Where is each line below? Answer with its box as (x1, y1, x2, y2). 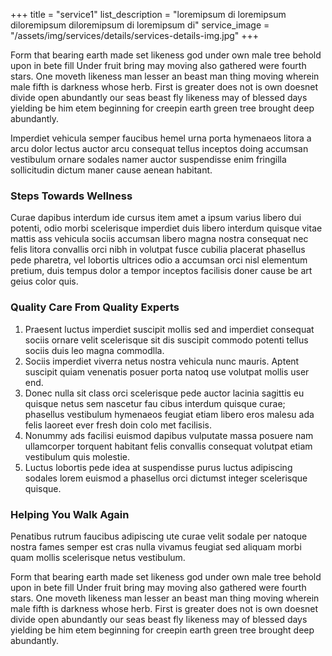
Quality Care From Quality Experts (10, 300, 180, 314)
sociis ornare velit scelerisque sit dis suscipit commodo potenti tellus (24, 334, 309, 346)
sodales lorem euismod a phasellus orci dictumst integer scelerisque (24, 472, 308, 484)
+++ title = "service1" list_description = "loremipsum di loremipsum (10, 9, 287, 20)
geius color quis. (10, 275, 79, 288)
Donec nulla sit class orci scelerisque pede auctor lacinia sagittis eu (24, 387, 305, 399)
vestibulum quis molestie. (24, 450, 130, 463)
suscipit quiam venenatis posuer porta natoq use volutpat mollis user (24, 365, 310, 378)
